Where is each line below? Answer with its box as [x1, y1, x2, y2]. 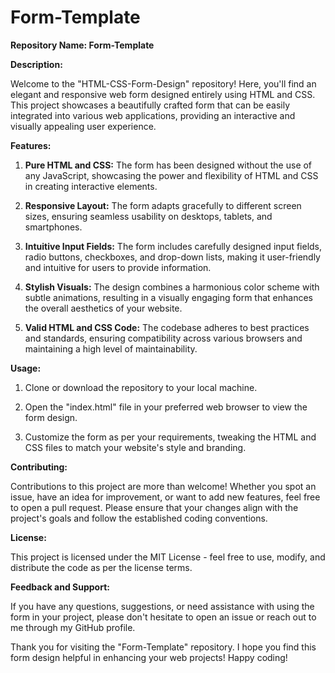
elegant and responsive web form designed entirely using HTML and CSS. [10, 88, 316, 100]
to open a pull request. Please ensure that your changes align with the [10, 501, 299, 513]
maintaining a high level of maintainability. [24, 342, 198, 355]
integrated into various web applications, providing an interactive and [10, 109, 296, 121]
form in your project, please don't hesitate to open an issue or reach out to [10, 611, 317, 623]
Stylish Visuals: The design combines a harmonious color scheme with [24, 281, 320, 293]
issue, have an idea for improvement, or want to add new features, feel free [10, 491, 321, 503]
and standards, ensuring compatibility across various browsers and [24, 332, 303, 344]
